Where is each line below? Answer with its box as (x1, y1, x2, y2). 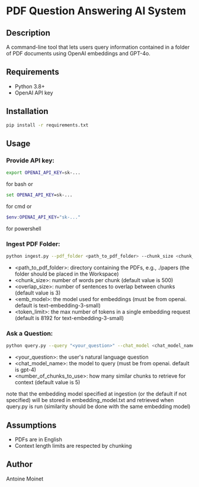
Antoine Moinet (6, 475, 43, 482)
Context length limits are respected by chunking (14, 442, 132, 449)
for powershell (6, 224, 41, 232)
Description (6, 28, 50, 38)
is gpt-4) (14, 366, 37, 374)
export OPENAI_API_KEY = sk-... (6, 170, 81, 176)
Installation (6, 106, 49, 116)
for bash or (6, 181, 34, 188)
